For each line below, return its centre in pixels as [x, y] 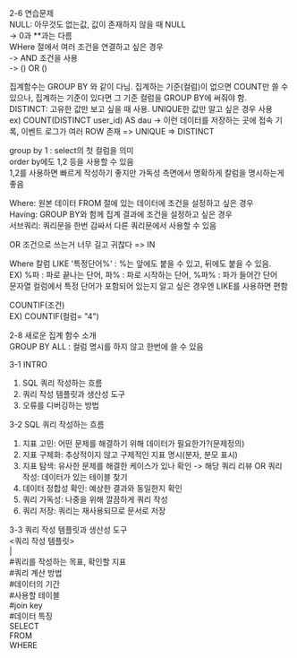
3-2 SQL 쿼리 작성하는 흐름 [57, 424]
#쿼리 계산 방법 [36, 573]
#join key [26, 605]
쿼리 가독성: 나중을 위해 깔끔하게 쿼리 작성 [95, 499]
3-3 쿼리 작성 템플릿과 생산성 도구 [68, 530]
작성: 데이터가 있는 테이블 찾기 [75, 477]
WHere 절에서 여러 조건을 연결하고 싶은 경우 [86, 47]
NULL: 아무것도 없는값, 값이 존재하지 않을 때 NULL [98, 24]
